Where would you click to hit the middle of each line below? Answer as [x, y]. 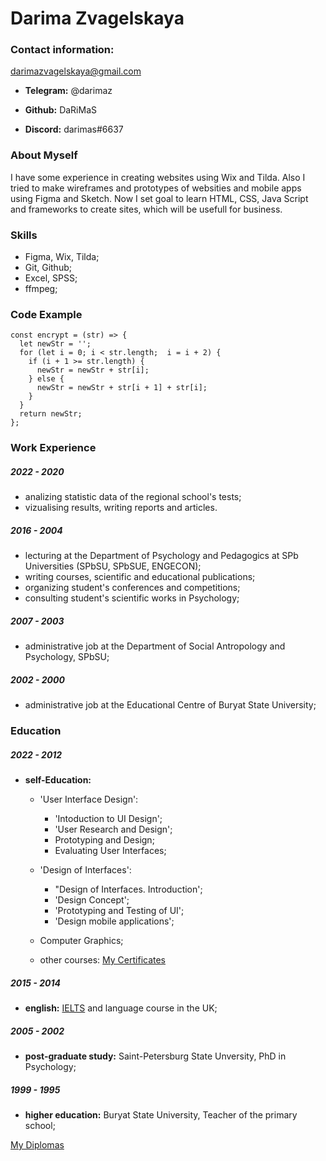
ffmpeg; [41, 289]
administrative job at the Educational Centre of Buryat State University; [170, 705]
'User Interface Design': [89, 799]
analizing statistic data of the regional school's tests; [133, 497]
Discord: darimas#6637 [74, 129]
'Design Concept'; [92, 900]
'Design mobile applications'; [114, 921]
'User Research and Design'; [113, 829]
